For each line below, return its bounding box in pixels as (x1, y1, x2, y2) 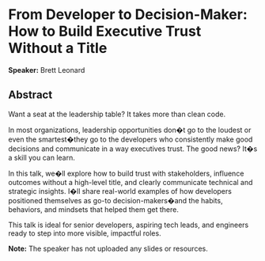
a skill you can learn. (8, 153, 75, 162)
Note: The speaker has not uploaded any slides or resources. (8, 244, 208, 253)
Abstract (8, 89, 53, 102)
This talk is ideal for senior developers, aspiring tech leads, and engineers (8, 220, 249, 229)
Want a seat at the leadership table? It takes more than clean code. (8, 109, 226, 119)
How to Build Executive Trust (8, 22, 202, 40)
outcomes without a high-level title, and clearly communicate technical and (8, 177, 253, 187)
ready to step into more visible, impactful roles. (8, 228, 161, 238)
